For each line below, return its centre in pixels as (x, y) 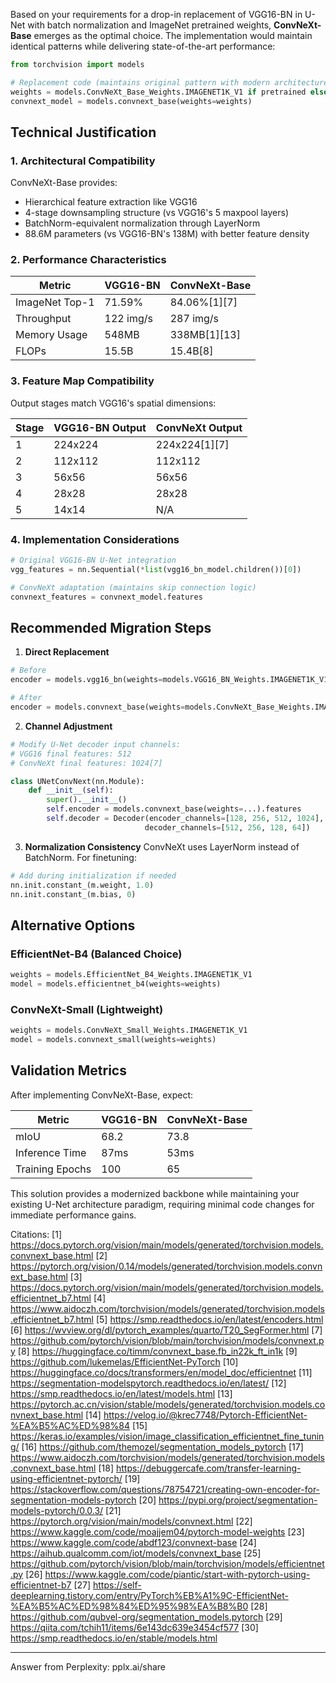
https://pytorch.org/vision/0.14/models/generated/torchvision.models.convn (166, 1266)
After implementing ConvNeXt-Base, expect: (102, 1095)
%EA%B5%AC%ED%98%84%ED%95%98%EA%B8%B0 (129, 1606)
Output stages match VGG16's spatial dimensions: (113, 403)
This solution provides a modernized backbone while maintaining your (155, 1193)
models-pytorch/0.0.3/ (57, 1510)
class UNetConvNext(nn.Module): (77, 781)
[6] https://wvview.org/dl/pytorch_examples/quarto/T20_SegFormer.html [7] (166, 1330)
